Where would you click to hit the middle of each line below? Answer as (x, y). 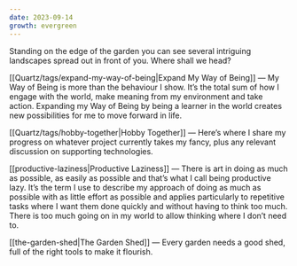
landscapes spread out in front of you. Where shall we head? (121, 60)
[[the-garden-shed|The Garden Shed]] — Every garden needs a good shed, (147, 242)
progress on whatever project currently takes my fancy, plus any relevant (143, 142)
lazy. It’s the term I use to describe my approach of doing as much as (135, 187)
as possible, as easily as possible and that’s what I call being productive (141, 177)
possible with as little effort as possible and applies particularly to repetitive (147, 197)
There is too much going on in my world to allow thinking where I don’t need (148, 215)
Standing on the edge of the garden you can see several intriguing (130, 51)
